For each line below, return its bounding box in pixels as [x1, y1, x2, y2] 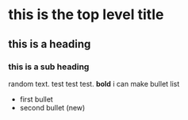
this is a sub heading [8, 61, 90, 72]
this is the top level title [8, 6, 164, 24]
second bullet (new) [19, 103, 86, 112]
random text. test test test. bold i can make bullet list [8, 79, 180, 88]
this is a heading [8, 37, 91, 51]
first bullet [19, 94, 53, 104]
